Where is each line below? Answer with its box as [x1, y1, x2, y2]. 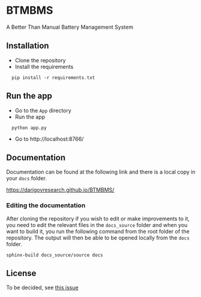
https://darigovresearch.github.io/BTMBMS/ [6, 186, 115, 193]
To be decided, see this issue [6, 284, 79, 291]
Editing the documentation [6, 201, 86, 210]
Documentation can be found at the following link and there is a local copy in [6, 168, 196, 175]
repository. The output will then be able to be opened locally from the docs [6, 234, 190, 241]
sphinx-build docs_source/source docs [6, 252, 103, 258]
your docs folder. [6, 175, 47, 182]
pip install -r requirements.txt [11, 74, 95, 81]
